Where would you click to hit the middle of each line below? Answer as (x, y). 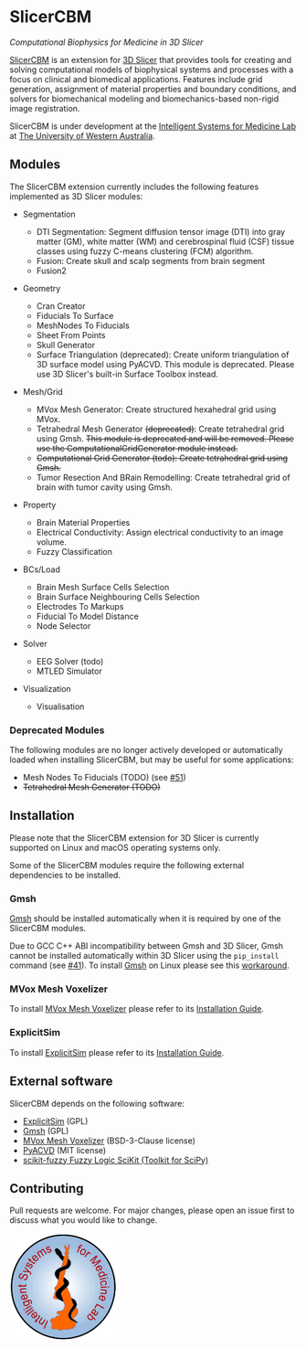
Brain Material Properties (83, 522)
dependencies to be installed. (65, 875)
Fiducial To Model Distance (87, 616)
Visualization (47, 688)
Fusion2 (51, 271)
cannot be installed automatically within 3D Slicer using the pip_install (144, 956)
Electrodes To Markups (80, 606)
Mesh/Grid (43, 391)
